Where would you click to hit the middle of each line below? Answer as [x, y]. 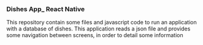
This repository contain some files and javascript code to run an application [102, 22]
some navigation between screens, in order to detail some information [95, 35]
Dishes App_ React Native [45, 9]
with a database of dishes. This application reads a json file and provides [98, 29]
